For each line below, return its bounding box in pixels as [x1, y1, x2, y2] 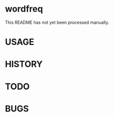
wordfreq [5, 3, 43, 15]
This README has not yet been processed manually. [5, 19, 110, 25]
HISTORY [5, 59, 43, 70]
